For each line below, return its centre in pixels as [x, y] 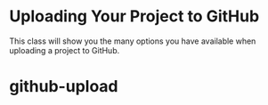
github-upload [64, 87]
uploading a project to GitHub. [65, 50]
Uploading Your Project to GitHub [134, 16]
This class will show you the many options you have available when [133, 41]
